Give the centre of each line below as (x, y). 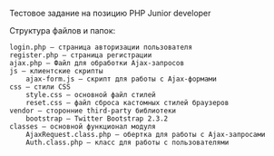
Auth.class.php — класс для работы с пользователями (127, 142)
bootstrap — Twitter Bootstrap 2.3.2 (97, 119)
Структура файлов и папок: (63, 30)
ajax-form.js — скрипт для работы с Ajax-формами (122, 79)
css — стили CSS (40, 87)
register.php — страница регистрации (81, 55)
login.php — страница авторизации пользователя (101, 47)
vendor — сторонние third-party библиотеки (93, 111)
